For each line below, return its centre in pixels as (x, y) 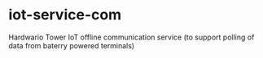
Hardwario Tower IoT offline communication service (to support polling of (131, 37)
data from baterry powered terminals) (72, 45)
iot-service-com (65, 15)
